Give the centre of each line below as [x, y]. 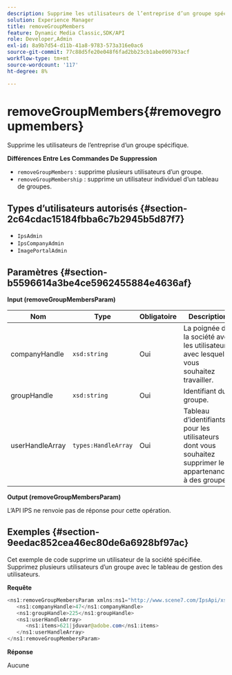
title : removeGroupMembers [46, 26]
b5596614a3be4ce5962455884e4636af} [99, 283]
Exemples [29, 532]
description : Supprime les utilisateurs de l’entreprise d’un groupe [109, 13]
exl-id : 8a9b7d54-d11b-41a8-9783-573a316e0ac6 [75, 46]
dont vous [200, 446]
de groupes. [34, 186]
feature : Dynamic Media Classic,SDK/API [66, 33]
